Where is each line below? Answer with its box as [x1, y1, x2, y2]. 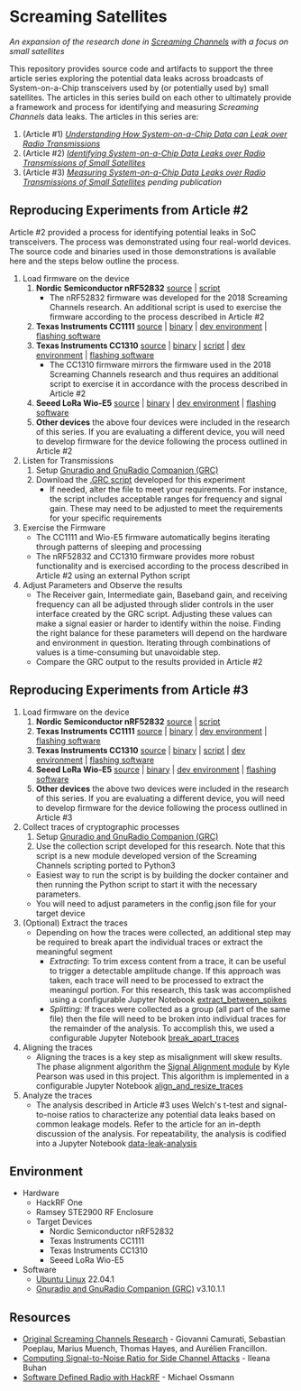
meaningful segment [35, 945, 113, 957]
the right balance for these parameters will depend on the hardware [35, 627, 287, 638]
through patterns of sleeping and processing [35, 541, 203, 552]
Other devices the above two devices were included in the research [35, 783, 289, 794]
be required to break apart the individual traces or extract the [35, 936, 263, 947]
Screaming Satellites [9, 6, 168, 27]
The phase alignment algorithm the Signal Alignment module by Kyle [35, 1061, 290, 1072]
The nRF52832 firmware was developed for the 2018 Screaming [49, 291, 288, 303]
